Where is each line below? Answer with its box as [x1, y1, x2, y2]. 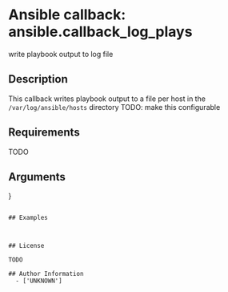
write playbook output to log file [8, 49, 114, 59]
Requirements [8, 126, 80, 140]
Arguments [8, 170, 66, 184]
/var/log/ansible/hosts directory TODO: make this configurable [8, 102, 221, 112]
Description [8, 72, 68, 86]
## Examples [8, 214, 48, 222]
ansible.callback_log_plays [8, 22, 193, 41]
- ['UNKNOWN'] [15, 277, 62, 286]
